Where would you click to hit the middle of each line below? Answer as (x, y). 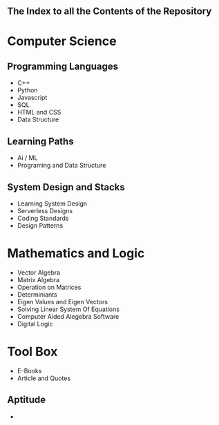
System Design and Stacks (66, 187)
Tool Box (32, 352)
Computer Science (62, 41)
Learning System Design (52, 204)
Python (27, 90)
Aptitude (27, 400)
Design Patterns (40, 226)
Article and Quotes (44, 378)
